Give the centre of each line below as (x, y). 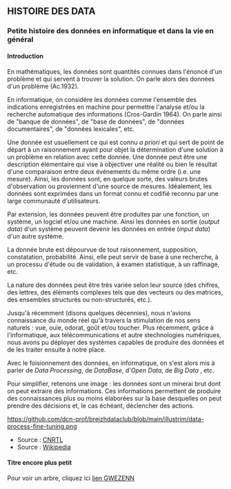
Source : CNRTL (40, 439)
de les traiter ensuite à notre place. (57, 349)
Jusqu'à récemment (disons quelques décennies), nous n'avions (99, 312)
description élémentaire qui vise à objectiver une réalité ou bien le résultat (112, 164)
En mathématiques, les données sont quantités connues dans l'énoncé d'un (115, 71)
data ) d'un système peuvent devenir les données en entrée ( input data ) (109, 229)
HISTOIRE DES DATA (51, 11)
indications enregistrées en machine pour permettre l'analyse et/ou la (106, 107)
